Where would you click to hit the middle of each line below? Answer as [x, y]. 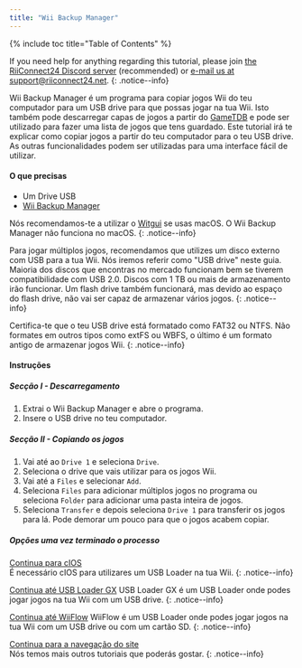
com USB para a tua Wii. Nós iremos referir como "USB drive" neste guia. [146, 259]
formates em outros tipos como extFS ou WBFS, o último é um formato [141, 334]
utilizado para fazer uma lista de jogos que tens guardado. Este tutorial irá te [151, 127]
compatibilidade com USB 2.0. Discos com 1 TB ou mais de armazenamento [150, 279]
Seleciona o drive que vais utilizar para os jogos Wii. [119, 472]
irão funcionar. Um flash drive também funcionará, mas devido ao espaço [146, 288]
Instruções [30, 365]
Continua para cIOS [46, 563]
